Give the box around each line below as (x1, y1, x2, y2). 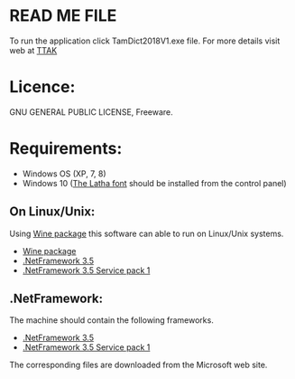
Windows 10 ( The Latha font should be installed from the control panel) (22, 177, 287, 188)
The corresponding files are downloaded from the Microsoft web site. (9, 359, 268, 371)
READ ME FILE (9, 5, 117, 26)
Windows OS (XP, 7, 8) (22, 168, 106, 179)
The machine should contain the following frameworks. (9, 315, 214, 326)
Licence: (9, 77, 76, 98)
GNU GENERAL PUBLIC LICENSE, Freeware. (9, 106, 173, 118)
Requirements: (9, 138, 123, 159)
